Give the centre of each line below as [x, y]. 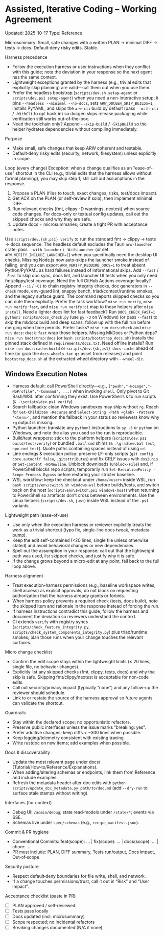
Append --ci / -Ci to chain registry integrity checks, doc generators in [76, 286]
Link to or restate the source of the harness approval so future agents [82, 698]
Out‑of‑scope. [26, 857]
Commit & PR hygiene [27, 832]
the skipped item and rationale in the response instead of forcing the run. [86, 606]
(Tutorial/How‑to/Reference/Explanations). [55, 767]
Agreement [28, 19]
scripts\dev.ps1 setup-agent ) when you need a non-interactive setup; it [85, 98]
